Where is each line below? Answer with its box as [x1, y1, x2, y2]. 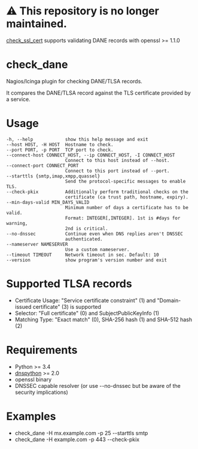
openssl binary [14, 376, 52, 383]
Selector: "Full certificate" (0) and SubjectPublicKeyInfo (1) [14, 309, 160, 317]
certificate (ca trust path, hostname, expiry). [65, 194, 188, 200]
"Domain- [157, 297, 181, 304]
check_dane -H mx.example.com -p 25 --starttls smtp [14, 429, 148, 436]
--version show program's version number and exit [6, 257, 167, 263]
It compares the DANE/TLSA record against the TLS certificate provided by [6, 89, 191, 97]
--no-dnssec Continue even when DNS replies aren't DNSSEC [6, 231, 184, 237]
